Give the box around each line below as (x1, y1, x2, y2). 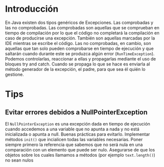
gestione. (5, 71, 24, 77)
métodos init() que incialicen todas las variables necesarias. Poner (5, 136, 143, 142)
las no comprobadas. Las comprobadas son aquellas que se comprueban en (5, 24, 160, 30)
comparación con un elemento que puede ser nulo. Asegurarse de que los (5, 146, 155, 152)
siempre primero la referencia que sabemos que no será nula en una (5, 142, 143, 147)
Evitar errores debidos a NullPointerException (5, 108, 148, 116)
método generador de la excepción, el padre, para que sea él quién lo (5, 66, 146, 72)
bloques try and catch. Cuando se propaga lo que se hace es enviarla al (5, 61, 150, 67)
